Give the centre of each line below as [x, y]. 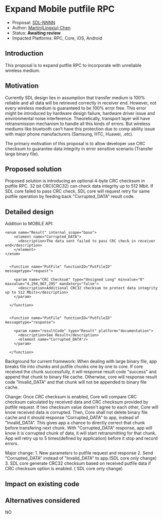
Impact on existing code [42, 484]
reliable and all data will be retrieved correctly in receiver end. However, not [81, 103]
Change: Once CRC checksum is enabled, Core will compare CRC [71, 397]
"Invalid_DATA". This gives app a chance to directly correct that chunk [75, 423]
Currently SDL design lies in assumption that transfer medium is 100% [75, 97]
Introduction [24, 54]
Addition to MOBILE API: [29, 224]
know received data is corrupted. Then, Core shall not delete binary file [76, 412]
